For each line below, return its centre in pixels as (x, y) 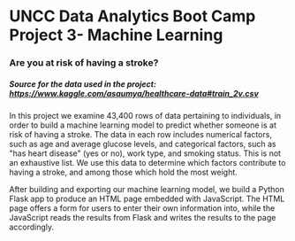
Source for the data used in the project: (83, 84)
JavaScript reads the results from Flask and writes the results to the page (143, 218)
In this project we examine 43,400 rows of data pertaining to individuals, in (145, 116)
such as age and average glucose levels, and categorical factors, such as (143, 144)
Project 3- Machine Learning (116, 35)
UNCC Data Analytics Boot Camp (132, 16)
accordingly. (32, 227)
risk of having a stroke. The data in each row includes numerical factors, (140, 135)
